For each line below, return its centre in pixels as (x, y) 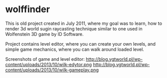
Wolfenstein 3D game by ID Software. (44, 34)
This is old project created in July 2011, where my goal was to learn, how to (84, 23)
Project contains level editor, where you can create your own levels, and (80, 44)
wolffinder (28, 9)
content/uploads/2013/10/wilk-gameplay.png (52, 70)
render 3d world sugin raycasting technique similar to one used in (74, 28)
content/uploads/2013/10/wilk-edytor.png (49, 64)
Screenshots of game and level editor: (45, 59)
